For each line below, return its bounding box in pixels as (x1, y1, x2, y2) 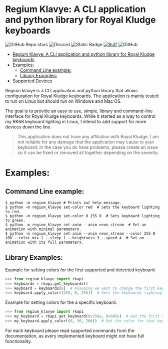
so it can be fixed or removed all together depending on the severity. (17, 149, 159, 155)
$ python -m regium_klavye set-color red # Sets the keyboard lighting (5, 205, 160, 210)
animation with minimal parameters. (5, 227, 81, 232)
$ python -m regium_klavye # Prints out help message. (5, 200, 122, 205)
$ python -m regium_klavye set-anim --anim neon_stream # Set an (5, 222, 146, 227)
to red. (5, 209, 21, 214)
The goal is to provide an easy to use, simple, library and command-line (5, 108, 153, 114)
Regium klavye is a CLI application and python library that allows (5, 87, 138, 93)
